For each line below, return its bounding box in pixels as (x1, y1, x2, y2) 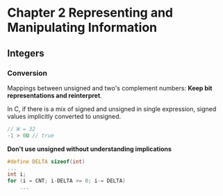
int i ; (7, 171, 26, 178)
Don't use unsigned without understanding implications (7, 145, 172, 153)
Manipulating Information (7, 19, 158, 35)
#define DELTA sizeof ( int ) (7, 158, 85, 165)
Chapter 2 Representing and (7, 5, 174, 21)
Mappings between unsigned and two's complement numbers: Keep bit (7, 83, 213, 92)
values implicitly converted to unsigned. (7, 112, 122, 120)
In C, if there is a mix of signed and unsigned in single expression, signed (7, 104, 217, 113)
